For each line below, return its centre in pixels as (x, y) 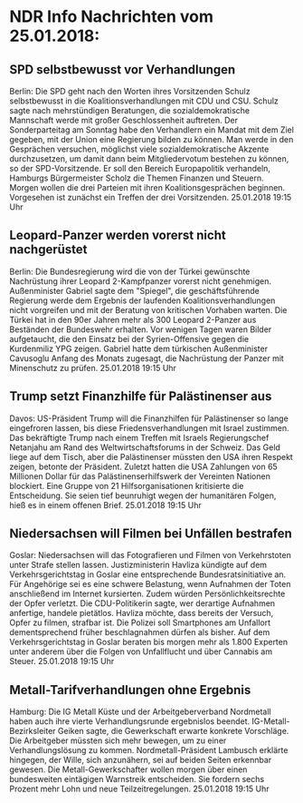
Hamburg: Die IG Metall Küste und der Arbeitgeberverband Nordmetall (140, 712)
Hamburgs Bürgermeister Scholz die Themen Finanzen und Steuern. (137, 178)
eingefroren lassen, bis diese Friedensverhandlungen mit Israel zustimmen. (149, 427)
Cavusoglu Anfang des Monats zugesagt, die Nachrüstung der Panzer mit (147, 358)
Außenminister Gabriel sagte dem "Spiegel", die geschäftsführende (134, 290)
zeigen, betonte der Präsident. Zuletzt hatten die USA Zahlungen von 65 (143, 466)
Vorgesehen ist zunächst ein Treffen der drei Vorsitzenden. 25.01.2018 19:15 (151, 197)
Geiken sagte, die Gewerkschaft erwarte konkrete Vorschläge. (173, 731)
